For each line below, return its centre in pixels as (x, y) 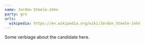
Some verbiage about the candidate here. (47, 37)
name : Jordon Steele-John (31, 10)
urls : (10, 19)
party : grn (16, 14)
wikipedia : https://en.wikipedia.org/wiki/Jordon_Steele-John (75, 23)
